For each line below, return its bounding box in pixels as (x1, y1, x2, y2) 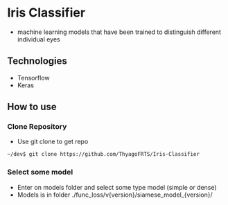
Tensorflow (17, 73, 50, 82)
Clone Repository (7, 122, 67, 132)
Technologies (7, 55, 68, 67)
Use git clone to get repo (17, 137, 89, 146)
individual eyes (17, 35, 60, 43)
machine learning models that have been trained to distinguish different (17, 28, 222, 36)
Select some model (7, 168, 73, 177)
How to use (7, 101, 57, 113)
